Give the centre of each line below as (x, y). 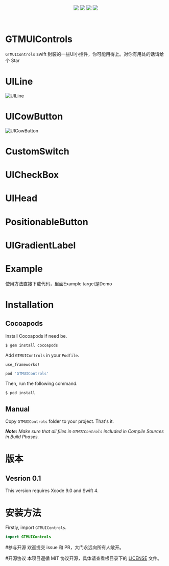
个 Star (13, 60)
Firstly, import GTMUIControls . (36, 527)
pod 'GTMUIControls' (27, 374)
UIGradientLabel (41, 245)
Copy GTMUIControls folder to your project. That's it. (59, 421)
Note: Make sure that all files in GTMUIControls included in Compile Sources (85, 431)
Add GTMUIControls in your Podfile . (42, 355)
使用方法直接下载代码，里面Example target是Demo (59, 284)
